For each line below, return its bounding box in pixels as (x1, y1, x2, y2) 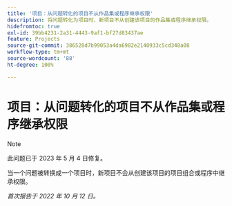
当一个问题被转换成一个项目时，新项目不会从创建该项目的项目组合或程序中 (7, 168, 219, 176)
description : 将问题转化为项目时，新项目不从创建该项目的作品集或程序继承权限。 (7, 17, 212, 23)
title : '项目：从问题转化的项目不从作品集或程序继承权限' (7, 10, 153, 17)
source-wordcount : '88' (7, 55, 76, 62)
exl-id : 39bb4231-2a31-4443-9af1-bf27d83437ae (7, 29, 144, 37)
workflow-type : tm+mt (7, 49, 70, 56)
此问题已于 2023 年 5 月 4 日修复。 (7, 154, 107, 162)
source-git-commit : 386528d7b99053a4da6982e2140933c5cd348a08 (7, 42, 190, 49)
